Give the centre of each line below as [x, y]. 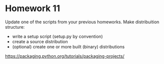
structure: [15, 27]
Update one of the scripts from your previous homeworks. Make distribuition [82, 22]
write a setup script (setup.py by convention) [58, 36]
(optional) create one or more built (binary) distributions [68, 47]
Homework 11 [33, 8]
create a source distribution [40, 41]
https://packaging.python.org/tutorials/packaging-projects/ [65, 56]
